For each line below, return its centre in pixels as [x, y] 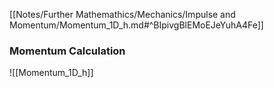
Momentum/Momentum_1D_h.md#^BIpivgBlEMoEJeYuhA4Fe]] [136, 25]
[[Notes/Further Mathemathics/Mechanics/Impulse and [122, 14]
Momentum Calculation [67, 51]
